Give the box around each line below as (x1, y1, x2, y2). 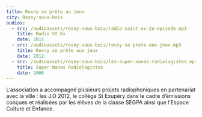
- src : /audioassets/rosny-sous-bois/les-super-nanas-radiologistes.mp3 (11, 59, 198, 64)
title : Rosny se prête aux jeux (17, 48, 98, 54)
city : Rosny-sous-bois (6, 14, 63, 20)
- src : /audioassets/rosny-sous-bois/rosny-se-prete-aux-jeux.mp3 (11, 42, 182, 48)
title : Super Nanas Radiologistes (17, 64, 103, 70)
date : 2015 (17, 36, 44, 42)
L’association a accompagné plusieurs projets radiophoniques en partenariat (6, 86, 196, 93)
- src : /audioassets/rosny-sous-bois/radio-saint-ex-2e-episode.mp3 (11, 25, 187, 32)
